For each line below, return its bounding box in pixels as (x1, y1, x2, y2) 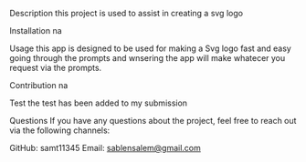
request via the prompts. (9, 63, 102, 73)
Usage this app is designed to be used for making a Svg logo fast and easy (9, 43, 292, 54)
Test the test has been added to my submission (9, 97, 188, 108)
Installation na (9, 25, 62, 35)
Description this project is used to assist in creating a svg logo (9, 8, 244, 18)
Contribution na (9, 80, 69, 90)
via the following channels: (9, 125, 111, 136)
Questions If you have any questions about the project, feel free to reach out (9, 116, 297, 126)
